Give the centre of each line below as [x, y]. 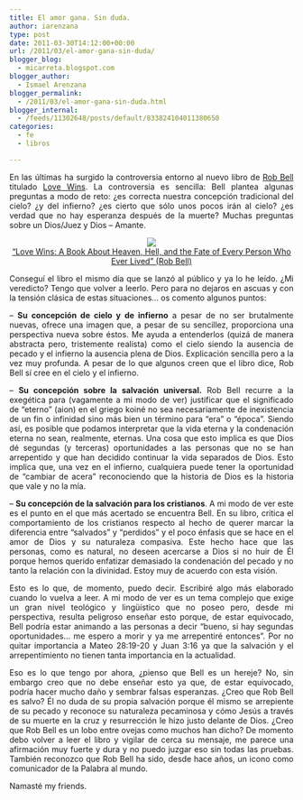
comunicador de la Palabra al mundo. [79, 768]
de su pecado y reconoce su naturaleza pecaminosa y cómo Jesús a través [151, 711]
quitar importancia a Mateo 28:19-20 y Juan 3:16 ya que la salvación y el [151, 645]
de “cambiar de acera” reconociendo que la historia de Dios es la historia [151, 476]
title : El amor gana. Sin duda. [70, 18]
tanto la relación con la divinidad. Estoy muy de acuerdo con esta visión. [143, 570]
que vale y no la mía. [48, 486]
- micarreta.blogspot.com [66, 69]
